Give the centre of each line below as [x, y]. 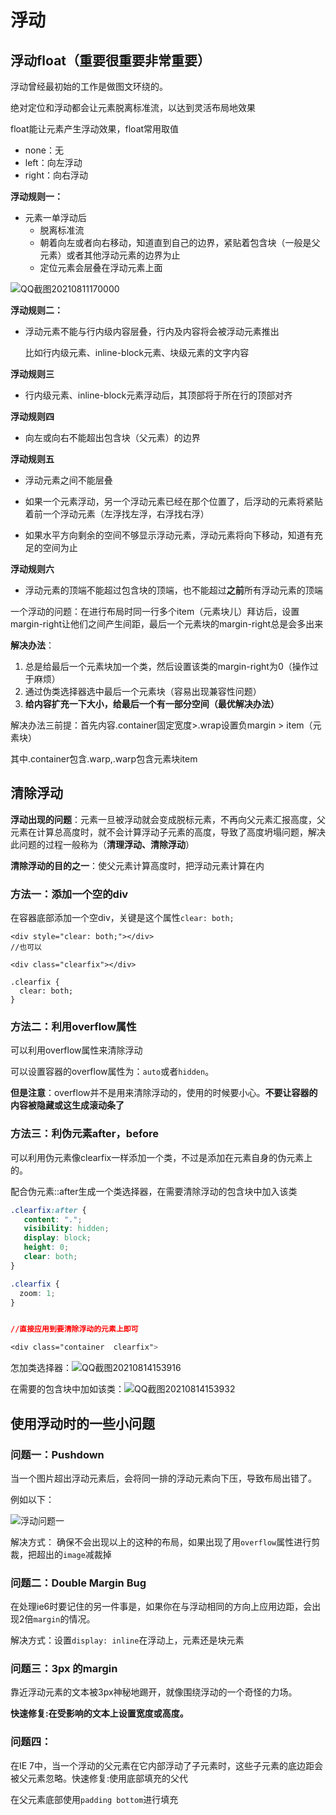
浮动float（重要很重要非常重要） [111, 60]
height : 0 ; [46, 1247]
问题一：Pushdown [57, 1454]
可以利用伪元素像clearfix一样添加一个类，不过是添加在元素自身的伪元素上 [161, 1157]
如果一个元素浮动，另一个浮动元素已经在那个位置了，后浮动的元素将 [165, 501]
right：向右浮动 [56, 175]
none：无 [44, 150]
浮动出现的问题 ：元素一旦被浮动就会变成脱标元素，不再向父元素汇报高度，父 [168, 819]
